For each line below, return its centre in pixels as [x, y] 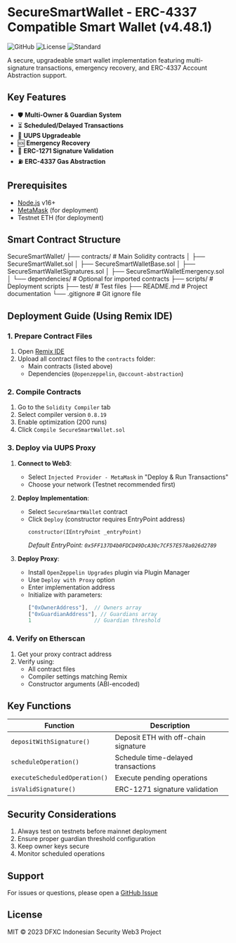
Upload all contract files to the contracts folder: [86, 359]
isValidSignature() [43, 789]
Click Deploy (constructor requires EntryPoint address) [106, 519]
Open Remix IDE [41, 352]
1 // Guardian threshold [94, 621]
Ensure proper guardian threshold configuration [86, 839]
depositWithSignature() [51, 742]
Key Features [37, 97]
